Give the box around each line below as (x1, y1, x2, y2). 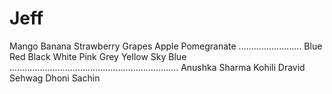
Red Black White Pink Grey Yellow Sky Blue (9, 50, 187, 62)
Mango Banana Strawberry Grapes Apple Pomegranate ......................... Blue (9, 40, 323, 52)
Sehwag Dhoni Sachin (9, 72, 101, 84)
